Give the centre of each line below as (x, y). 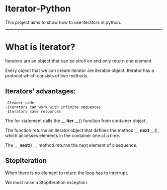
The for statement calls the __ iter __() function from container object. (76, 121)
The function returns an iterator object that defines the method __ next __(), (82, 130)
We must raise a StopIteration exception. (47, 182)
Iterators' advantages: (41, 92)
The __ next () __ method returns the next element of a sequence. (71, 145)
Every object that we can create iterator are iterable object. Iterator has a (80, 70)
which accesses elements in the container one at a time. (63, 135)
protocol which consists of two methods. (47, 75)
